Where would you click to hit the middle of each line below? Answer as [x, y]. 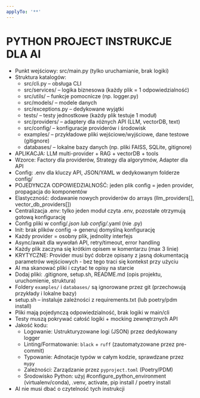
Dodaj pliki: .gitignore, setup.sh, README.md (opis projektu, [88, 274]
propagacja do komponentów [51, 192]
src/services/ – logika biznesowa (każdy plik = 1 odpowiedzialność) [107, 90]
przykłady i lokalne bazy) [46, 293]
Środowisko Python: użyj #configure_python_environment [95, 376]
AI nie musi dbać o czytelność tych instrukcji [70, 388]
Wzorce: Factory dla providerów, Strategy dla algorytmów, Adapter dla [101, 160]
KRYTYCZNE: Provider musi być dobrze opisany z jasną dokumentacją [102, 255]
